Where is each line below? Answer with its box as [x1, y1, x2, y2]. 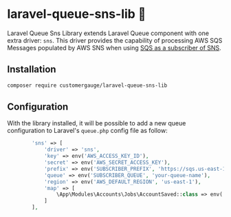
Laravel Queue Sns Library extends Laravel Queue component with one [7, 29, 210, 37]
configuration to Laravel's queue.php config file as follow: [7, 127, 168, 135]
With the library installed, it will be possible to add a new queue [7, 119, 186, 127]
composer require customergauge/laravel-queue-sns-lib [7, 82, 168, 89]
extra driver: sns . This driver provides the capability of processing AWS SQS [7, 36, 223, 44]
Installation [7, 63, 56, 75]
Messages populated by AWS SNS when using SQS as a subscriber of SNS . [7, 43, 221, 52]
